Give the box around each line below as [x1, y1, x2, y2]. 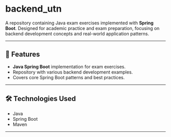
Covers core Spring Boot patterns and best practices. [12, 74, 125, 80]
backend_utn [5, 3, 62, 15]
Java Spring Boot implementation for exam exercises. [12, 63, 126, 70]
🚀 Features [5, 50, 40, 59]
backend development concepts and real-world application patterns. [5, 30, 149, 37]
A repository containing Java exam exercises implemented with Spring [5, 20, 154, 26]
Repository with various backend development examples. [12, 69, 133, 75]
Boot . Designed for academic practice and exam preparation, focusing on [5, 25, 160, 31]
